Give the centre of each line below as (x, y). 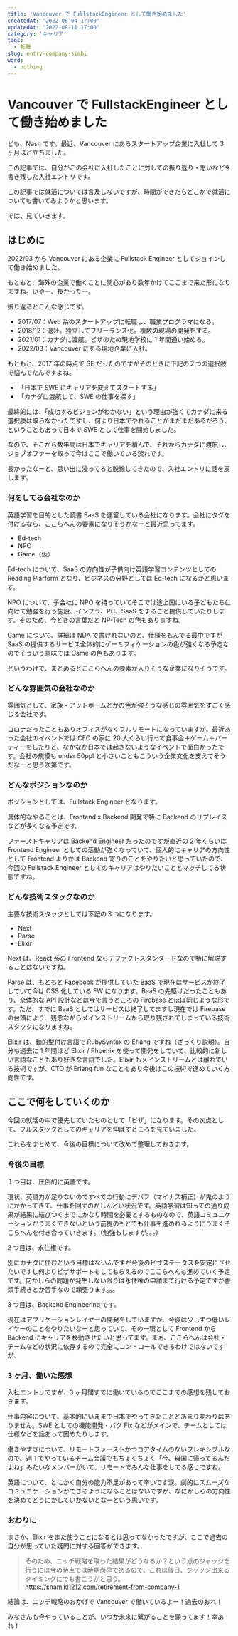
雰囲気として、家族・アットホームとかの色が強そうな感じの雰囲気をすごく (116, 705)
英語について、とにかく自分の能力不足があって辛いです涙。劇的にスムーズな (119, 1482)
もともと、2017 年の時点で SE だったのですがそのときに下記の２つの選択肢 (117, 363)
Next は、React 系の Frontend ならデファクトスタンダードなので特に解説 (114, 958)
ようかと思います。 (84, 200)
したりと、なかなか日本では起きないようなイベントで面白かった (125, 747)
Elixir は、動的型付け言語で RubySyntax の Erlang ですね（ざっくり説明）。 (115, 1042)
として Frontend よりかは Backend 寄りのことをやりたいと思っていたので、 (117, 859)
